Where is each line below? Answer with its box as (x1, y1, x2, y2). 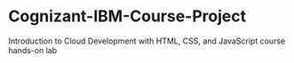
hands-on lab (8, 44, 58, 55)
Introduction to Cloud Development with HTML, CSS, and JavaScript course (8, 35, 286, 46)
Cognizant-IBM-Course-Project (8, 6, 246, 27)
